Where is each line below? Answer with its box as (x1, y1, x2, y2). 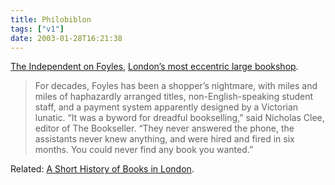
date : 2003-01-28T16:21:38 (10, 33, 123, 43)
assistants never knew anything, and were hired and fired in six (34, 133, 295, 145)
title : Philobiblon (10, 14, 92, 25)
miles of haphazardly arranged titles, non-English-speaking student (34, 91, 314, 103)
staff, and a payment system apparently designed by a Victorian (34, 101, 299, 113)
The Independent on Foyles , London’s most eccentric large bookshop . (10, 61, 299, 73)
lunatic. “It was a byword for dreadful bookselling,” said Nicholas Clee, (34, 112, 325, 124)
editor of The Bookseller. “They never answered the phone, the (34, 122, 295, 135)
